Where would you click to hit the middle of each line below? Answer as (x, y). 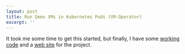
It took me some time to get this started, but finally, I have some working (93, 39)
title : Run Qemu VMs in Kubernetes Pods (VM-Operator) (74, 17)
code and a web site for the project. (49, 45)
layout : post (22, 11)
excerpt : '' (20, 22)
